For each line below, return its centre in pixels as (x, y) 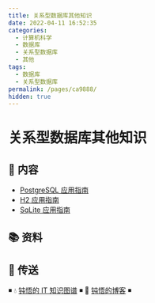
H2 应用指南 (39, 200)
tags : (17, 67)
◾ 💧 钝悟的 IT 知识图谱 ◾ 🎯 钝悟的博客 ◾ (70, 290)
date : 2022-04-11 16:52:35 (53, 23)
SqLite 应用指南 (45, 210)
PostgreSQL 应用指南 (54, 190)
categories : (28, 30)
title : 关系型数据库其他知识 (50, 15)
